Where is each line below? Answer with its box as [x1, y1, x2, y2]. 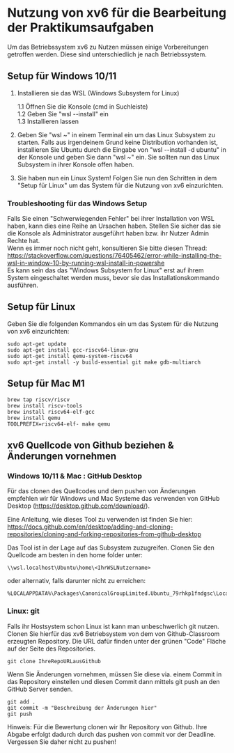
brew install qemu [7, 414, 61, 421]
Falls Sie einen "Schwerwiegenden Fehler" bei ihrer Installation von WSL [7, 215, 214, 223]
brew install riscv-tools [7, 402, 82, 409]
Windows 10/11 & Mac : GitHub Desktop [7, 471, 143, 481]
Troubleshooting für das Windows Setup [7, 199, 148, 208]
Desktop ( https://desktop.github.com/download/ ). [7, 502, 150, 510]
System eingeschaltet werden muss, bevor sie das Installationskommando [7, 274, 219, 282]
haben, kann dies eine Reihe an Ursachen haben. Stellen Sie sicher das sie [7, 222, 221, 231]
